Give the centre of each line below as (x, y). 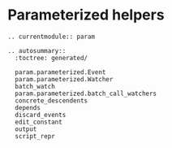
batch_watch (35, 86)
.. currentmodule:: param (51, 37)
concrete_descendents (52, 100)
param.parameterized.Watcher (64, 79)
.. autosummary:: (37, 50)
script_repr (35, 136)
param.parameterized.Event (60, 72)
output (26, 129)
